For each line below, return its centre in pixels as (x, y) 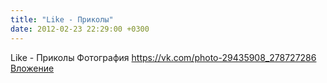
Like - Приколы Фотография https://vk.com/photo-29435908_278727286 (163, 57)
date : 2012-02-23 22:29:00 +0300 (80, 29)
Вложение (32, 68)
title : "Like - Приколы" (62, 19)
